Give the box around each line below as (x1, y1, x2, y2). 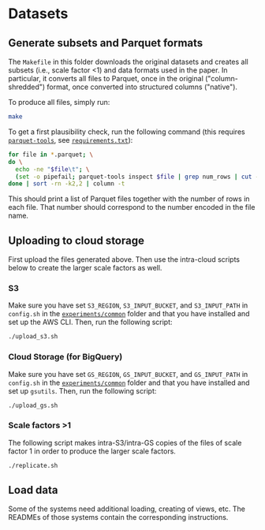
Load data (8, 483, 58, 497)
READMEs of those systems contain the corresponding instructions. (8, 513, 229, 522)
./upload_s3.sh (8, 333, 58, 341)
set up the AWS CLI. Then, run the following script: (8, 317, 173, 327)
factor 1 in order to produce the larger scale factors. (8, 446, 176, 456)
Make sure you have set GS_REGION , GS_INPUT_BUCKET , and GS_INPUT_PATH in (8, 369, 248, 379)
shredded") (8, 82, 46, 91)
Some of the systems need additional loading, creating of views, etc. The (8, 504, 246, 513)
